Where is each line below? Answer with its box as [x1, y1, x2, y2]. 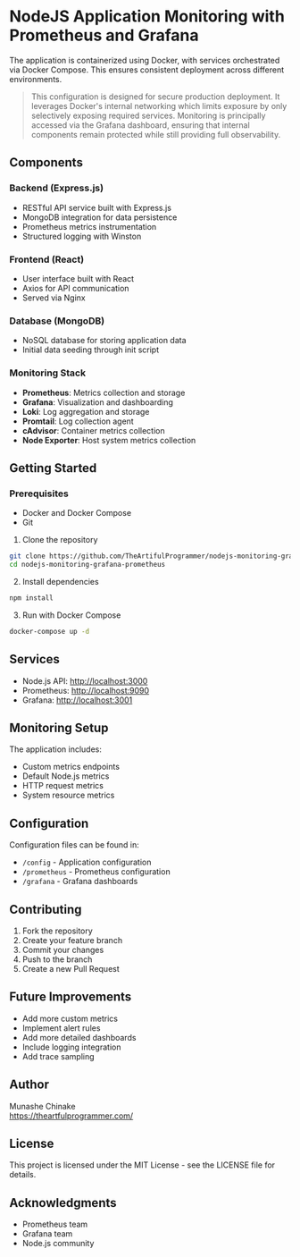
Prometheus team [21, 1219, 88, 1230]
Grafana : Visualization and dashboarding [21, 396, 174, 408]
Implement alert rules [21, 1022, 101, 1033]
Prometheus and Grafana [9, 25, 199, 46]
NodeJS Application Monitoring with [9, 6, 286, 27]
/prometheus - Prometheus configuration [21, 866, 171, 877]
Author [9, 1077, 49, 1092]
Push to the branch [21, 954, 93, 965]
